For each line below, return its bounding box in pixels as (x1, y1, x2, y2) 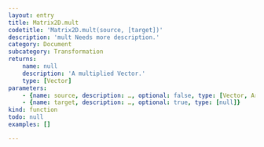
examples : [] (8, 120, 51, 128)
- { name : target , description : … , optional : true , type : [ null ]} (22, 99, 241, 106)
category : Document (8, 41, 72, 48)
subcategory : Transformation (8, 48, 104, 56)
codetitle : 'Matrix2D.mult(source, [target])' (8, 26, 163, 34)
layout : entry (8, 11, 55, 20)
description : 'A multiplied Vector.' (22, 70, 146, 77)
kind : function (8, 106, 58, 114)
